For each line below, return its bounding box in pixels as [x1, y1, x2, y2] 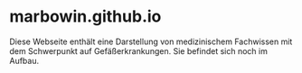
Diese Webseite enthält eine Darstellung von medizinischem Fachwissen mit [9, 36, 293, 47]
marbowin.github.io [9, 6, 162, 27]
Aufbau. [9, 55, 40, 66]
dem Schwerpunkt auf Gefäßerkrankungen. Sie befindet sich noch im [9, 45, 269, 56]
